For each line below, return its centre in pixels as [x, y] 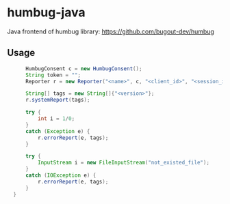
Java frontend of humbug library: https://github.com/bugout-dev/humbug [111, 31]
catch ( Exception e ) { [57, 131]
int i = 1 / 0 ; [56, 119]
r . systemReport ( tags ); [57, 100]
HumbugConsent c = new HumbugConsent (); [84, 69]
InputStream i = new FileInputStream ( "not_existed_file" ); [124, 163]
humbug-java [46, 13]
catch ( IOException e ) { [61, 175]
